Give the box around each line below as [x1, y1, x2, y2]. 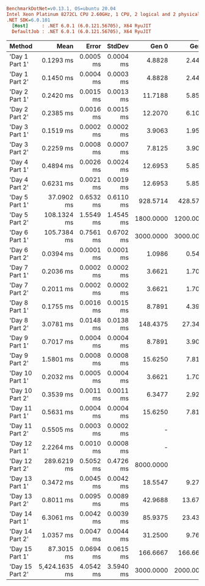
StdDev [106, 42, 129, 51]
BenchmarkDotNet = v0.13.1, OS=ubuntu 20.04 [6, 6, 116, 12]
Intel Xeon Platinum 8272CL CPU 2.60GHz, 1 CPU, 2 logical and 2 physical [6, 11, 201, 17]
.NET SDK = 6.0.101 [6, 17, 51, 23]
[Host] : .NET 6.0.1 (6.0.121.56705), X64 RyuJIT [12, 23, 151, 29]
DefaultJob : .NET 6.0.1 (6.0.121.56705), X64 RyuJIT [12, 28, 151, 34]
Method [9, 42, 33, 51]
